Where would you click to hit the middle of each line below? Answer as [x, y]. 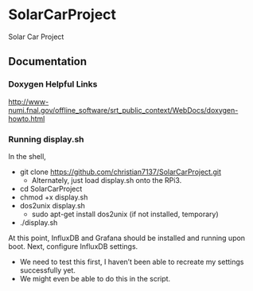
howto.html [27, 118]
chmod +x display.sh [54, 197]
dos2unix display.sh [53, 205]
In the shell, [27, 156]
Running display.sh [47, 139]
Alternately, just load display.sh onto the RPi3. [107, 180]
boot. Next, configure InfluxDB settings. [73, 246]
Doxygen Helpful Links [53, 84]
